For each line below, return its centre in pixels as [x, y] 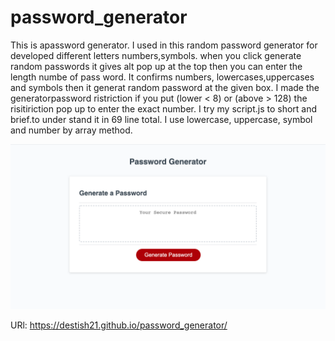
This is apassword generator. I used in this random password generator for [164, 45]
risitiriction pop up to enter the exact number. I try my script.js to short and [164, 108]
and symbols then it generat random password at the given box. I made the [165, 87]
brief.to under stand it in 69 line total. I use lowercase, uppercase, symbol [161, 119]
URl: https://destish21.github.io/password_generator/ [119, 325]
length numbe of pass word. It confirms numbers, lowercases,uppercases [162, 77]
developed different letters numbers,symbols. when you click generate [156, 55]
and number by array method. [71, 130]
